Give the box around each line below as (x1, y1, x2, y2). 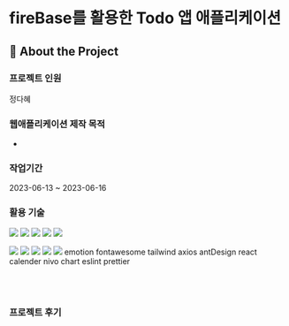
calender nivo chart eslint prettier (9, 255, 131, 266)
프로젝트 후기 (9, 306, 62, 318)
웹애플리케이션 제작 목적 (9, 118, 106, 130)
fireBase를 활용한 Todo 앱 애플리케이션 (9, 8, 281, 28)
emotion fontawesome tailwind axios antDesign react (64, 246, 258, 257)
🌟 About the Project (9, 43, 119, 58)
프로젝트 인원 (9, 72, 62, 84)
